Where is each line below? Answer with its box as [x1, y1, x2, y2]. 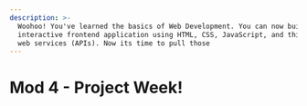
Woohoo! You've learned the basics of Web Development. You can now [17, 22, 284, 31]
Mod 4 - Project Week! [9, 78, 184, 98]
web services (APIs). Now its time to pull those [17, 38, 210, 48]
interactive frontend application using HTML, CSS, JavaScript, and [17, 30, 284, 39]
